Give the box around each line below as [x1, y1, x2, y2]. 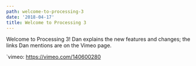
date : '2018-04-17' [6, 14, 55, 20]
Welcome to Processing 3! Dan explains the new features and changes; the [6, 36, 191, 43]
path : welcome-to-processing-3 [6, 8, 84, 15]
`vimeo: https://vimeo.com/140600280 [6, 54, 101, 61]
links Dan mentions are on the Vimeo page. [6, 42, 112, 49]
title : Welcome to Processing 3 [6, 19, 86, 25]
